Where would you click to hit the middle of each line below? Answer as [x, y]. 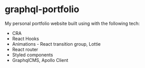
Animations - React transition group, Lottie [56, 44]
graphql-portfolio [42, 9]
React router [25, 49]
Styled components [32, 55]
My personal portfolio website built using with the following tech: [72, 23]
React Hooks [25, 39]
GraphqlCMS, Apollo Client [40, 60]
